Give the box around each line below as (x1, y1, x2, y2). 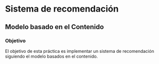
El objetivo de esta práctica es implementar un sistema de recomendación (5, 48, 154, 54)
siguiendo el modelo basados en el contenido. (5, 53, 98, 59)
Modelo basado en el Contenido (5, 23, 104, 31)
